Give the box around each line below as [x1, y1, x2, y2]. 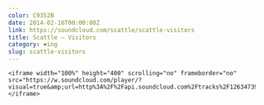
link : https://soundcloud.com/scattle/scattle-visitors [8, 26, 195, 34]
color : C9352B [8, 11, 55, 20]
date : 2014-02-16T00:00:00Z [8, 19, 101, 27]
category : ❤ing [8, 41, 58, 49]
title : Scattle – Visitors [8, 33, 97, 42]
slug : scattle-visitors [8, 48, 86, 56]
